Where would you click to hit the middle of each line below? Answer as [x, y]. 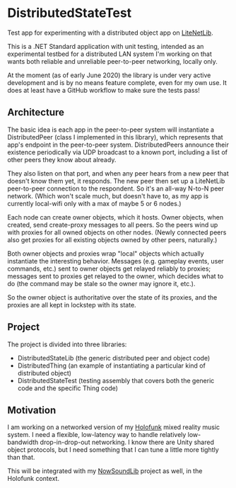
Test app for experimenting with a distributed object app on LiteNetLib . [110, 33]
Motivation [32, 410]
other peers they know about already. [62, 159]
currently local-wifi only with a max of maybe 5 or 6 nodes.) [94, 203]
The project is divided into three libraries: [67, 344]
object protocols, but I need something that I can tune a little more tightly [113, 450]
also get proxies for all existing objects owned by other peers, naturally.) [112, 239]
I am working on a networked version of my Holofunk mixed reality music [114, 427]
